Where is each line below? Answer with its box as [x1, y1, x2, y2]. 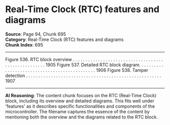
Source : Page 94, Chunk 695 [5, 31, 66, 37]
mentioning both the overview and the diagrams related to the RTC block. [5, 114, 158, 120]
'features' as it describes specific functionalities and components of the [5, 103, 155, 109]
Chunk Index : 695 [5, 41, 44, 48]
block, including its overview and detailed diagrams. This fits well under [5, 98, 154, 104]
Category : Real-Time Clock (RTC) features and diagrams [5, 36, 124, 43]
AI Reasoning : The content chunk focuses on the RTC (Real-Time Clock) [5, 92, 157, 98]
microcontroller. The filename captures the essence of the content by [5, 108, 150, 114]
